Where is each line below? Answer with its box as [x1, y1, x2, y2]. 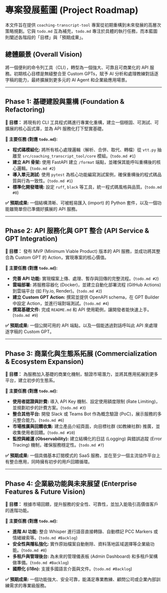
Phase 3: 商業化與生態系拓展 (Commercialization [5, 349, 158, 358]
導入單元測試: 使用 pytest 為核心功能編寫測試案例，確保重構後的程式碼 [12, 171, 158, 177]
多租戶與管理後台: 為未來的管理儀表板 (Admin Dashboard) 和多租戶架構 [12, 553, 158, 559]
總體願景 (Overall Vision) [5, 50, 83, 59]
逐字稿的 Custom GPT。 [5, 329, 55, 335]
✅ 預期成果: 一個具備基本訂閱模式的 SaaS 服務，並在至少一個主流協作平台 [5, 452, 157, 458]
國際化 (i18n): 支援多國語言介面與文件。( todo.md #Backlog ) [12, 566, 133, 572]
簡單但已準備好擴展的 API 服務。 [13, 206, 81, 212]
